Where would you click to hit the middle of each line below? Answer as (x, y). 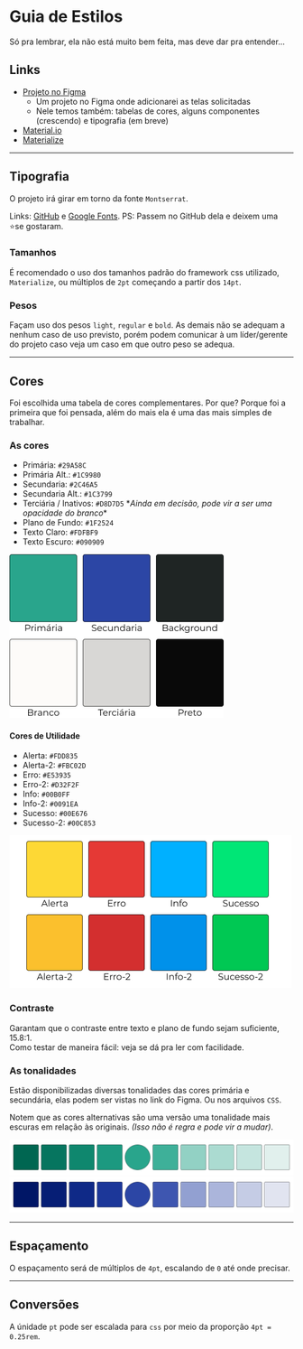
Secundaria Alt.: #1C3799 (67, 494)
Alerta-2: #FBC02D (54, 766)
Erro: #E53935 (47, 775)
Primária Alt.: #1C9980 (62, 475)
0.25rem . (25, 1336)
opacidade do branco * (65, 513)
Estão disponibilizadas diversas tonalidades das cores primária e (129, 1091)
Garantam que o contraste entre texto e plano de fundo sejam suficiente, (144, 1028)
